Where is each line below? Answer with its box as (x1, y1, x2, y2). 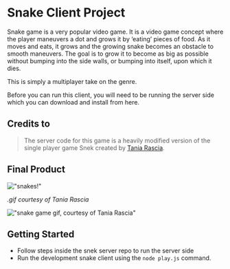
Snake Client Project (7, 5, 126, 21)
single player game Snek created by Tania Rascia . (23, 143, 165, 152)
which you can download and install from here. (7, 98, 139, 106)
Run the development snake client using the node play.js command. (16, 254, 211, 262)
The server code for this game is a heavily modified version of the (23, 136, 211, 144)
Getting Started (7, 228, 75, 240)
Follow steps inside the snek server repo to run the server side (16, 246, 194, 255)
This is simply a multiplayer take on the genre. (7, 77, 137, 85)
